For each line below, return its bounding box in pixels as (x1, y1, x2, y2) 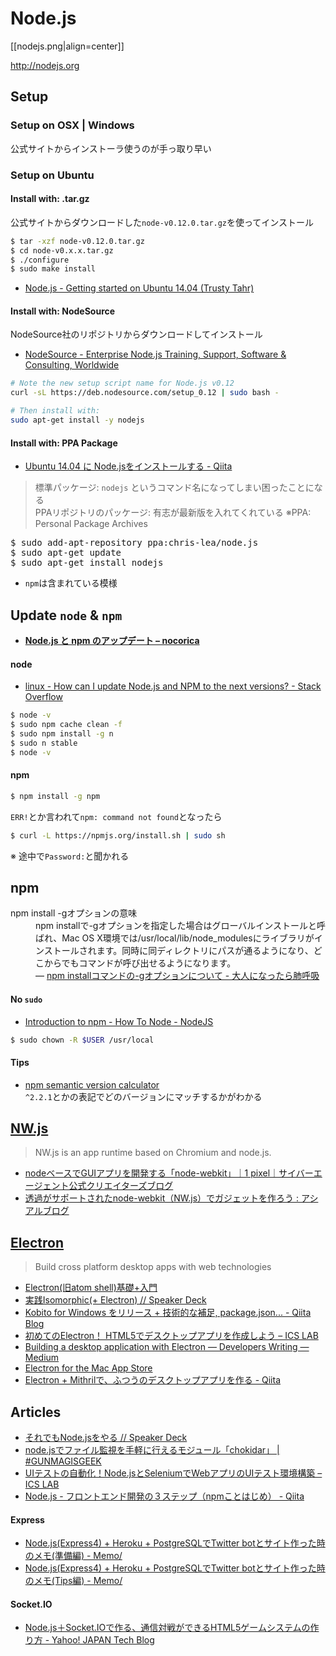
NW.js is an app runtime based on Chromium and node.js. (34, 1147, 272, 1159)
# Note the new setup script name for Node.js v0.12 (10, 378, 235, 389)
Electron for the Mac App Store (24, 1362, 153, 1374)
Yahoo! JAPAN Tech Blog (51, 1634, 155, 1646)
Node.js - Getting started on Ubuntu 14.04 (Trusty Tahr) (24, 282, 255, 294)
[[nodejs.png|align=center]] (10, 40, 125, 52)
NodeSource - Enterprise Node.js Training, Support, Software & (24, 348, 287, 361)
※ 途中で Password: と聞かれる (10, 850, 130, 862)
